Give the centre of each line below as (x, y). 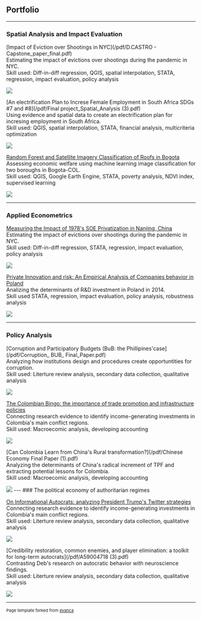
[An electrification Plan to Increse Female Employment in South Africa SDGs (100, 102)
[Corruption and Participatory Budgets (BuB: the (66, 348)
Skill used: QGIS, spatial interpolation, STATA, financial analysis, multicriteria (100, 128)
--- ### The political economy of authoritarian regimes (82, 490)
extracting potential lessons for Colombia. (58, 471)
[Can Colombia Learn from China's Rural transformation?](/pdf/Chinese (95, 452)
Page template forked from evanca (40, 610)
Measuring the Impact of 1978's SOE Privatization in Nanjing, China (89, 228)
